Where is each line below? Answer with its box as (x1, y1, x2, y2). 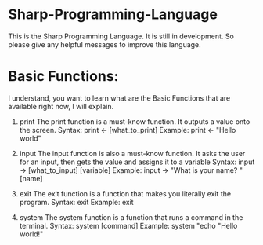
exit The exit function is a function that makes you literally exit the (19, 188, 232, 198)
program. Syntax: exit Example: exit (19, 197, 135, 207)
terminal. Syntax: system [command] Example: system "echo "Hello (19, 221, 238, 230)
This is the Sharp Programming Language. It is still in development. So (8, 31, 235, 41)
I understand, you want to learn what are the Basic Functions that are (8, 93, 231, 103)
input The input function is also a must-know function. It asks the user (19, 148, 246, 158)
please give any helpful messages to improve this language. (8, 39, 201, 49)
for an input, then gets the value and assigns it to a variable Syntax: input (19, 157, 255, 166)
